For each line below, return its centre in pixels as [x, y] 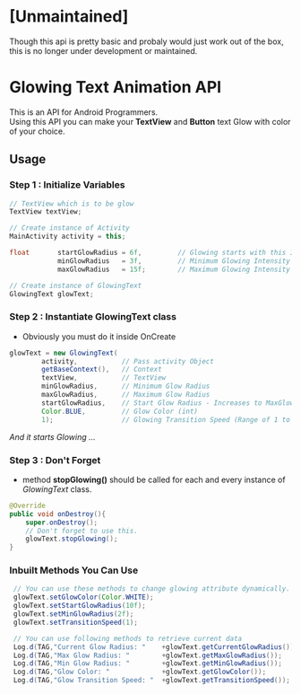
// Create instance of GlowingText [76, 286]
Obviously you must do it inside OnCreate [99, 336]
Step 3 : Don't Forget [55, 460]
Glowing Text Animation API [116, 88]
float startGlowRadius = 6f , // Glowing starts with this [148, 253]
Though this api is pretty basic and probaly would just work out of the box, [146, 41]
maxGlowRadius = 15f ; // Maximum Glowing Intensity [174, 269]
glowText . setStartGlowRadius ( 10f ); [79, 606]
